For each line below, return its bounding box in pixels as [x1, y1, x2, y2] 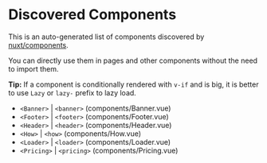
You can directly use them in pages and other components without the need [8, 56, 257, 65]
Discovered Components [8, 6, 177, 24]
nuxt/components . [8, 40, 69, 49]
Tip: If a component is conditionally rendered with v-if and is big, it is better [8, 80, 259, 89]
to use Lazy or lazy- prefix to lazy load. [8, 87, 137, 97]
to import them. [8, 64, 59, 73]
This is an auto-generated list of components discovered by [8, 32, 205, 41]
